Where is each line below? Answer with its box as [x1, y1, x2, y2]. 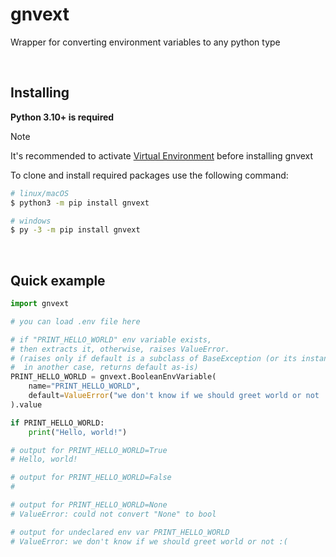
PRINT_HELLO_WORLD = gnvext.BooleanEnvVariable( [10, 372, 217, 382]
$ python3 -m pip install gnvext [10, 198, 150, 208]
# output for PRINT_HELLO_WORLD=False [10, 473, 172, 483]
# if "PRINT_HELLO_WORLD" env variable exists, [10, 334, 213, 345]
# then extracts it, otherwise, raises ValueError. [10, 344, 230, 354]
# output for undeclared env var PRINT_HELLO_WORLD [10, 527, 230, 537]
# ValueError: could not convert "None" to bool [10, 509, 217, 519]
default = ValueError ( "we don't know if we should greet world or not [28, 391, 320, 401]
